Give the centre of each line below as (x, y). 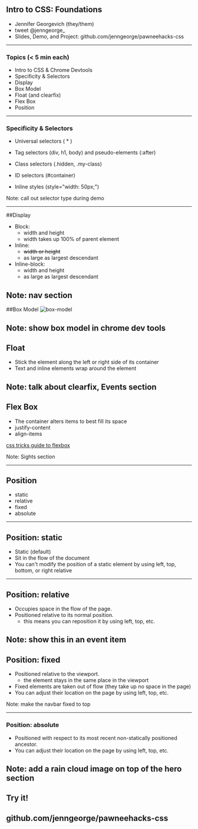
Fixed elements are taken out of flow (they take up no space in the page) (103, 686)
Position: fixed (33, 660)
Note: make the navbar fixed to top (48, 704)
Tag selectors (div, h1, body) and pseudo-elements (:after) (85, 153)
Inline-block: (30, 264)
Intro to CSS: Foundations (54, 10)
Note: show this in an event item (66, 640)
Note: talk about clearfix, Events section (82, 387)
